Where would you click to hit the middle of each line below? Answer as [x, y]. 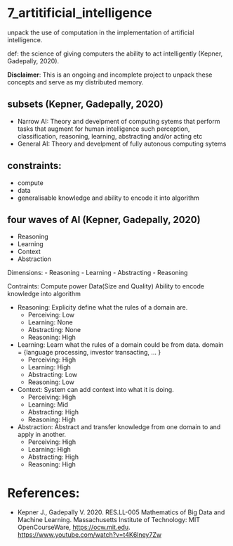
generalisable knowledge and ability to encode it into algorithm [108, 198]
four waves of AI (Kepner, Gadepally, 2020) [104, 220]
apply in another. [42, 435]
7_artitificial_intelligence [80, 13]
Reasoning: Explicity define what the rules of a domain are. [102, 307]
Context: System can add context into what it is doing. [95, 390]
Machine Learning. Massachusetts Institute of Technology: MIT [109, 520]
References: [44, 493]
